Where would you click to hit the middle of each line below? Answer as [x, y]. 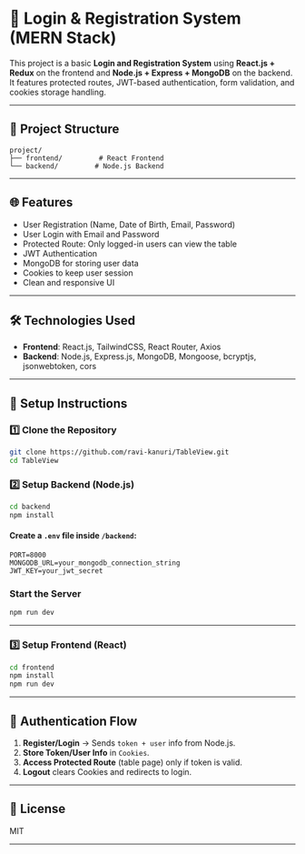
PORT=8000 [28, 555]
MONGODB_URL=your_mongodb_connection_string [95, 563]
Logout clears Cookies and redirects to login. [107, 771]
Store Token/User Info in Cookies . [86, 752]
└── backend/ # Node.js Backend [87, 166]
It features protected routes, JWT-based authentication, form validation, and [152, 82]
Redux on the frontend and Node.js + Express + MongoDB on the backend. [151, 73]
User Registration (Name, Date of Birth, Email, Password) [129, 224]
